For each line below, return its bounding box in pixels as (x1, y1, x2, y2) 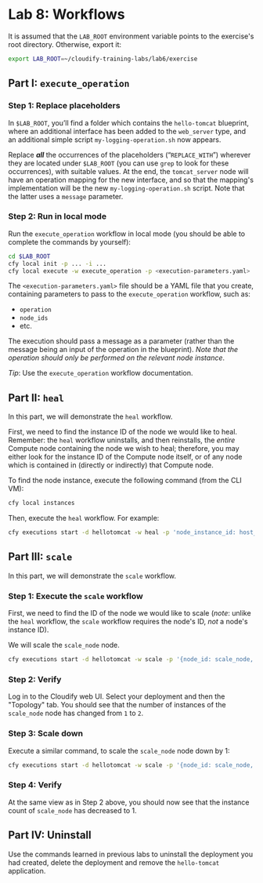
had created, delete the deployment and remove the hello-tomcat (8, 857, 220, 867)
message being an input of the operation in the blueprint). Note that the (8, 345, 239, 354)
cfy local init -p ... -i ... (8, 260, 107, 267)
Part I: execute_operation (8, 77, 130, 90)
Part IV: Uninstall (8, 829, 92, 842)
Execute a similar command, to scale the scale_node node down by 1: (8, 746, 230, 755)
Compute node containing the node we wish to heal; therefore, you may (8, 444, 240, 453)
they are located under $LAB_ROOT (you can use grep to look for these (8, 158, 229, 168)
